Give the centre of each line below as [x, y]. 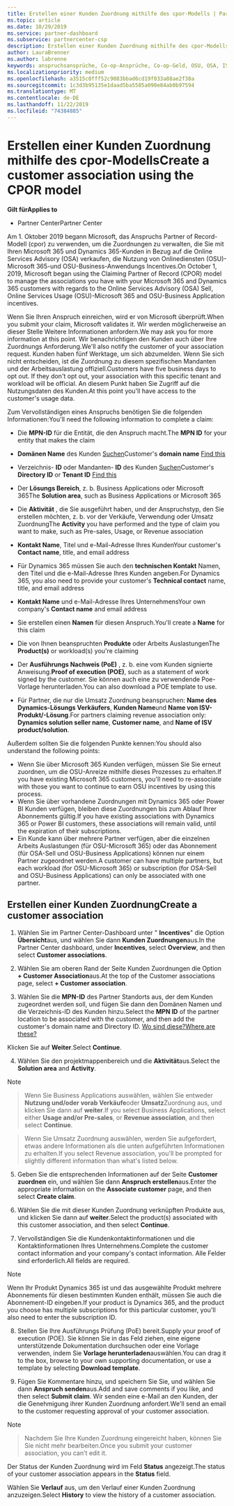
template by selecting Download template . [79, 1368]
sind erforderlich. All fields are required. [73, 1260]
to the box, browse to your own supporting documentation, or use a [114, 1360]
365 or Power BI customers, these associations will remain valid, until [117, 823]
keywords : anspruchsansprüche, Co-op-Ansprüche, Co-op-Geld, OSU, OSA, [113, 66]
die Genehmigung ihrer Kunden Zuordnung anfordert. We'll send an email [122, 1403]
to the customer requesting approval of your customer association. [113, 1411]
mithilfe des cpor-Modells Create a [108, 160]
